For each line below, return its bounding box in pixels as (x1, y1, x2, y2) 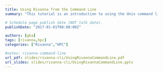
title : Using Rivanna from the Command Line (5, 7, 97, 12)
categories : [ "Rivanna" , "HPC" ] (5, 42, 68, 47)
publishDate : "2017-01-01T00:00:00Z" (5, 24, 81, 29)
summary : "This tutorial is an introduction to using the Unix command (5, 12, 153, 16)
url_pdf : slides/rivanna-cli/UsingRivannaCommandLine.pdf (5, 55, 125, 60)
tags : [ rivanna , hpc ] (5, 38, 47, 43)
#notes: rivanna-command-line (5, 51, 66, 56)
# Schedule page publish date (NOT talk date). (5, 20, 103, 25)
